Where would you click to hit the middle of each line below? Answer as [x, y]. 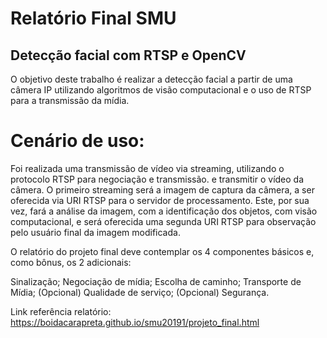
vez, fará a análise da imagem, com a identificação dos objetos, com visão [164, 211]
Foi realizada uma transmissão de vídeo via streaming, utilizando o [147, 168]
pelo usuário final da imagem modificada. [95, 232]
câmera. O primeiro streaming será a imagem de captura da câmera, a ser [162, 189]
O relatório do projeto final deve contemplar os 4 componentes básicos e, [162, 251]
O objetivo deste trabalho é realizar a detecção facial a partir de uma [151, 79]
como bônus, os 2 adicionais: [71, 262]
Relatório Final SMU [93, 18]
